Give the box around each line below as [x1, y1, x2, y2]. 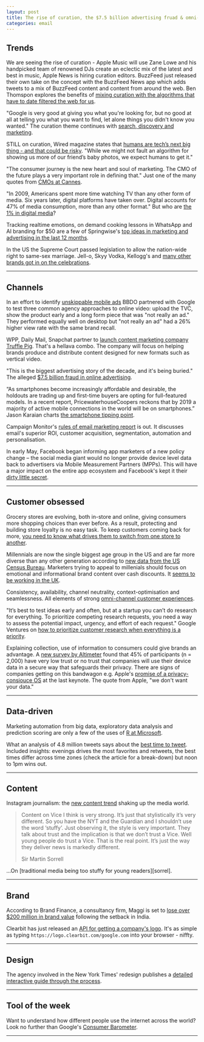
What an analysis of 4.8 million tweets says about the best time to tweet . [6, 740, 188, 748]
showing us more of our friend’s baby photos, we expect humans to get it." [6, 153, 193, 161]
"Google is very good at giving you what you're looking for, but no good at [6, 109, 192, 117]
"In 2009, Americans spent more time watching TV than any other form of [6, 190, 191, 198]
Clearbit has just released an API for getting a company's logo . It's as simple [6, 925, 197, 933]
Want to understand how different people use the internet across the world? [6, 1016, 196, 1024]
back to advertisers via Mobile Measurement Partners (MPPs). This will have [6, 460, 197, 468]
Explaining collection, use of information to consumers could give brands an [6, 644, 197, 651]
